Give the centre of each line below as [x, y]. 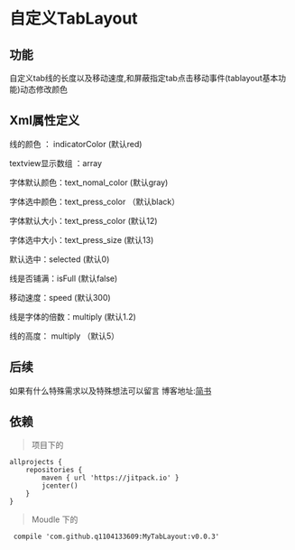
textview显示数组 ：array [55, 163]
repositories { [54, 471]
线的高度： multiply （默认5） [65, 336]
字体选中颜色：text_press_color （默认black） [95, 201]
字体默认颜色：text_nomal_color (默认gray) [89, 182]
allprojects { [36, 462]
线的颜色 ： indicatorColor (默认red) [76, 144]
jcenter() [60, 486]
